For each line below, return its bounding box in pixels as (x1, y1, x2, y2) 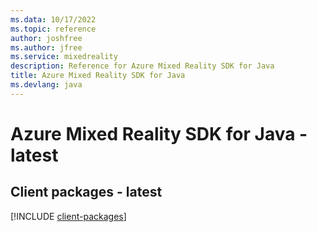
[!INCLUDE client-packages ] (10, 210, 127, 222)
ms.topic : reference (10, 24, 97, 34)
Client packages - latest (10, 184, 163, 201)
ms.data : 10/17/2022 (10, 14, 97, 25)
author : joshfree (10, 33, 83, 43)
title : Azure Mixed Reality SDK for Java (10, 71, 186, 81)
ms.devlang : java (10, 80, 83, 90)
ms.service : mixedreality (10, 52, 118, 62)
